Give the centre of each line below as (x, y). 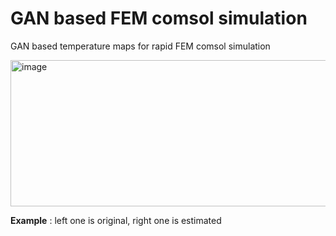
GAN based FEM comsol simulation (159, 18)
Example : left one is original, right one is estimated (116, 220)
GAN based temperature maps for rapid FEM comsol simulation (140, 46)
